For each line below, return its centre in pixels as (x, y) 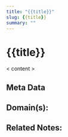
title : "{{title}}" (30, 12)
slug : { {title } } (26, 17)
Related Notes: (34, 128)
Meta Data (26, 87)
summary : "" (21, 23)
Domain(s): (27, 108)
